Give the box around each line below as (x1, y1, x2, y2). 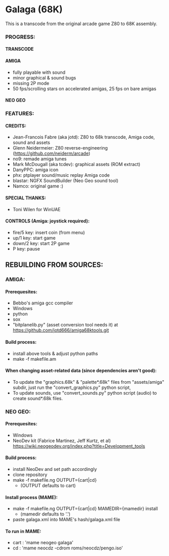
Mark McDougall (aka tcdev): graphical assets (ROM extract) (12, 161, 140, 168)
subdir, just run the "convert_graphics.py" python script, (12, 384, 131, 390)
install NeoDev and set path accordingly (12, 466, 97, 472)
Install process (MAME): (5, 494, 58, 500)
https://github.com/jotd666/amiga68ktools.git (12, 327, 109, 334)
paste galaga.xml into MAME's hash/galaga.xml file (12, 517, 120, 523)
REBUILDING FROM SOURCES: (5, 260, 104, 270)
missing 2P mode (12, 80, 50, 86)
